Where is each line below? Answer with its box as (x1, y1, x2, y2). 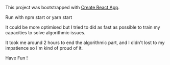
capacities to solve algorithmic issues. (5, 30, 86, 35)
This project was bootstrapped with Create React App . (5, 5, 120, 10)
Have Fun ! (5, 55, 28, 61)
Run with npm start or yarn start (5, 14, 72, 20)
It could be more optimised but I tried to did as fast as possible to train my (5, 24, 160, 30)
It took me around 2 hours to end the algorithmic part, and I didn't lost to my (5, 39, 165, 46)
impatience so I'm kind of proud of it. (5, 45, 83, 51)
